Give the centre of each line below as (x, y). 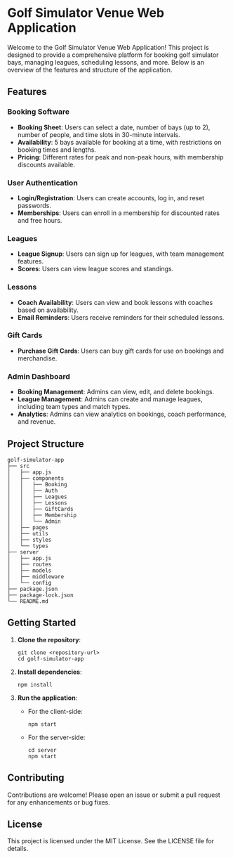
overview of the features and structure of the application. (90, 70)
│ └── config (29, 583)
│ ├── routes (29, 564)
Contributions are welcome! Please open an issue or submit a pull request (114, 795)
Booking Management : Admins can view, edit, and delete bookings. (116, 392)
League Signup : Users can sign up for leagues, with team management (121, 254)
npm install (35, 684)
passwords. (34, 205)
